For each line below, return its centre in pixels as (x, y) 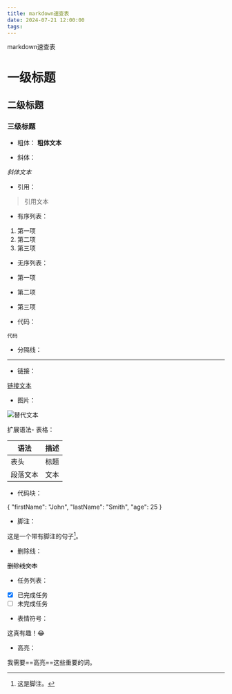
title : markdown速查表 (38, 13)
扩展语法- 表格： (31, 430)
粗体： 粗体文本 (39, 143)
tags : (15, 26)
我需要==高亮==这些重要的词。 (52, 663)
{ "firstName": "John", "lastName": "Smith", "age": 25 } (85, 507)
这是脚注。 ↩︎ (36, 684)
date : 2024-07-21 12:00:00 (46, 20)
